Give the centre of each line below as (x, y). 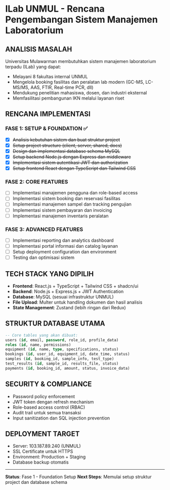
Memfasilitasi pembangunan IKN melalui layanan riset (68, 98)
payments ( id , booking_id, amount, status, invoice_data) (68, 368)
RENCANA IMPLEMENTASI (48, 114)
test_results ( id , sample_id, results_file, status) (62, 364)
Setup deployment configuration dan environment (65, 252)
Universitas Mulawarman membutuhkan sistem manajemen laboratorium (81, 61)
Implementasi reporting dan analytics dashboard (63, 240)
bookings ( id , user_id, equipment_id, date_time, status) (68, 354)
